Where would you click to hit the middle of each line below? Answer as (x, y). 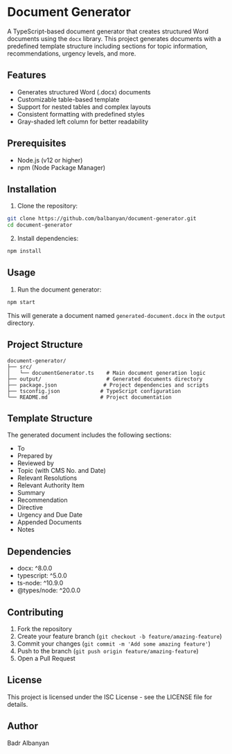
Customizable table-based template (68, 99)
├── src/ (20, 367)
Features (27, 75)
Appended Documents (49, 522)
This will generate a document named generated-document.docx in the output (116, 315)
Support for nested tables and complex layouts (84, 107)
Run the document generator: (59, 290)
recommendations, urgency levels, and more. (72, 53)
